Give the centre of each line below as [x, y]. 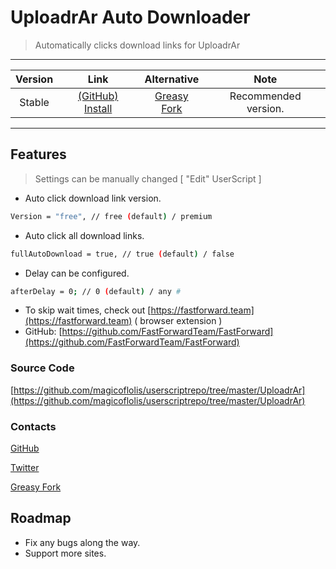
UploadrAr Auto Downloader [130, 17]
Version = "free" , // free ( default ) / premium [111, 216]
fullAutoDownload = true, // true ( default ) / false [122, 254]
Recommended [265, 96]
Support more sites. [65, 553]
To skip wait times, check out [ [88, 310]
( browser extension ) [178, 321]
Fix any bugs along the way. [82, 542]
